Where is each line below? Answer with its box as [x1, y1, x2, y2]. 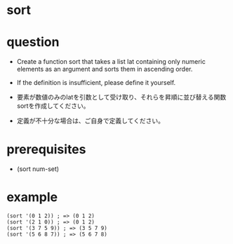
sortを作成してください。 [16, 102, 90, 110]
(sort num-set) [16, 165, 60, 173]
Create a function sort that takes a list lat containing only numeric [16, 57, 206, 66]
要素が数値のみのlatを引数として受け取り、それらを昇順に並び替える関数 [16, 93, 227, 102]
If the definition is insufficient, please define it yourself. [16, 79, 176, 87]
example [6, 189, 58, 205]
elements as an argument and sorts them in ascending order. [16, 65, 193, 74]
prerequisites [6, 142, 86, 158]
